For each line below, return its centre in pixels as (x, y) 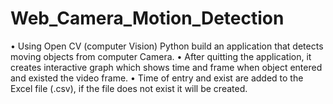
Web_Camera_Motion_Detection (147, 18)
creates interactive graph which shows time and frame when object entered (166, 67)
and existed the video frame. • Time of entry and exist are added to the (157, 78)
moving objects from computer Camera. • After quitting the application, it (161, 56)
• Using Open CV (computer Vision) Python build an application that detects (167, 46)
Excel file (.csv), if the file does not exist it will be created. (129, 88)
